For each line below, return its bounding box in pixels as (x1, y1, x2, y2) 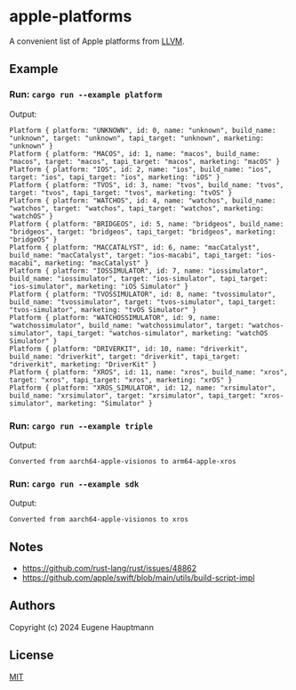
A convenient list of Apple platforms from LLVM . (9, 36, 185, 46)
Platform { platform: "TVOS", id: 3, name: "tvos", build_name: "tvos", (9, 180, 284, 189)
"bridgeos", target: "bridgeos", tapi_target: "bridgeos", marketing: (9, 227, 276, 236)
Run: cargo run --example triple (9, 419, 154, 431)
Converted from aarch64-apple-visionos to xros (9, 515, 189, 524)
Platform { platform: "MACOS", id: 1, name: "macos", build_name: (9, 149, 260, 158)
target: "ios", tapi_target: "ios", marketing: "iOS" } (9, 172, 220, 182)
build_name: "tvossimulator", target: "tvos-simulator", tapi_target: (9, 297, 276, 307)
